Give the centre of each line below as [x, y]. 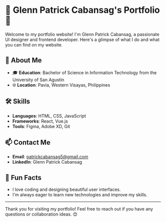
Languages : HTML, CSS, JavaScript [49, 116]
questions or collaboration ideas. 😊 [41, 214]
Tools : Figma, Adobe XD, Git [41, 126]
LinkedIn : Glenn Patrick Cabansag [47, 162]
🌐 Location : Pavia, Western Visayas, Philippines [61, 85]
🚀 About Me [23, 61]
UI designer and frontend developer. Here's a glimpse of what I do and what [82, 40]
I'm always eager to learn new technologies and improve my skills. [80, 195]
